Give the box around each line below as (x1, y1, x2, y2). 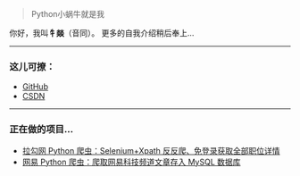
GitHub (21, 81, 49, 92)
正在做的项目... (9, 123, 74, 136)
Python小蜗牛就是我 (30, 9, 105, 19)
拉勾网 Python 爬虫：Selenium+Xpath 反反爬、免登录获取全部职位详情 (21, 145, 280, 155)
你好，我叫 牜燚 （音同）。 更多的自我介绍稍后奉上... (9, 28, 195, 38)
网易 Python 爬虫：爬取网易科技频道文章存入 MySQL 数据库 (21, 156, 241, 167)
